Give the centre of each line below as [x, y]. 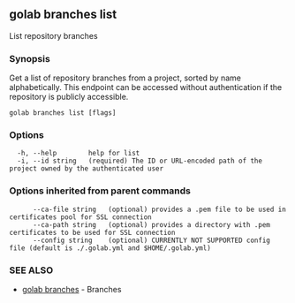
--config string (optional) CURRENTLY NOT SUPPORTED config [151, 240]
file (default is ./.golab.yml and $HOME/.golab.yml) [110, 248]
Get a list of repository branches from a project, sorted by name [125, 78]
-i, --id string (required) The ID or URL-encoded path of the [140, 161]
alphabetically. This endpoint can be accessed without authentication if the [146, 87]
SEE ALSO [31, 270]
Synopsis [30, 58]
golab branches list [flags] [63, 113]
